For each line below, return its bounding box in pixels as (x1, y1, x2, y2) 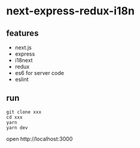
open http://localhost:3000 (6, 135, 73, 142)
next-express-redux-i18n (6, 4, 135, 18)
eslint (14, 76, 29, 83)
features (6, 28, 39, 38)
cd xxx (6, 114, 23, 120)
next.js (14, 44, 32, 51)
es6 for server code (14, 70, 64, 76)
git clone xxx (6, 109, 42, 115)
